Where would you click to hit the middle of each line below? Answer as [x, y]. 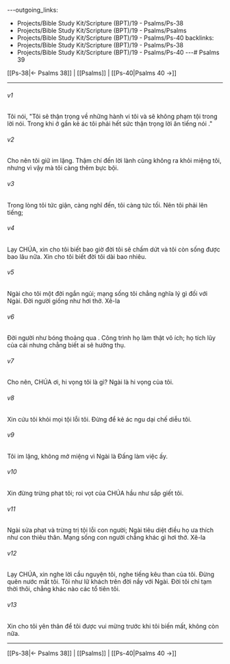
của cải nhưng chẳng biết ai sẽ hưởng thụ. [66, 345]
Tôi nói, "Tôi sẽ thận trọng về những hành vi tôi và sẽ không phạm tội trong [112, 117]
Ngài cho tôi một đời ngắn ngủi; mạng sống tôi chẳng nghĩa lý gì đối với [107, 294]
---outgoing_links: [33, 10]
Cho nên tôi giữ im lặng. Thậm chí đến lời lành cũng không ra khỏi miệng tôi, [114, 161]
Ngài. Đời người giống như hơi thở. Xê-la [64, 301]
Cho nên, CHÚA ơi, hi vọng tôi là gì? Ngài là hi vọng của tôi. [90, 382]
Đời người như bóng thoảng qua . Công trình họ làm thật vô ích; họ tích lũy [111, 338]
